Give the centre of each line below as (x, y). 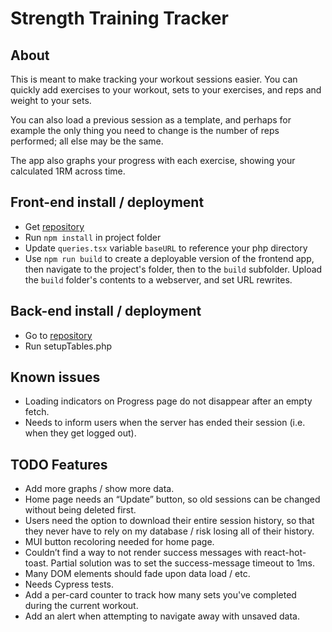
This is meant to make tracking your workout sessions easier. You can (154, 79)
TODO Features (59, 464)
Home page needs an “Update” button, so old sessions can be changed (172, 499)
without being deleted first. (80, 510)
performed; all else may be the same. (87, 141)
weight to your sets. (51, 100)
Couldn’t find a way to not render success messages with (143, 553)
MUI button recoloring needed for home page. (119, 542)
